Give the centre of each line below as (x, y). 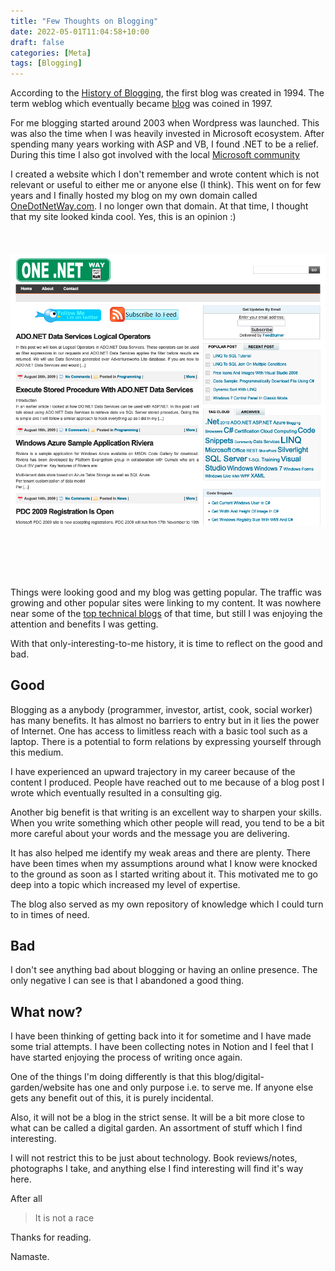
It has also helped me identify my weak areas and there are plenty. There (160, 852)
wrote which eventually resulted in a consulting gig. (116, 792)
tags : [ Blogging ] (46, 63)
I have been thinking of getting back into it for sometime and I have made (161, 1036)
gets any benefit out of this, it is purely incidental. (112, 1098)
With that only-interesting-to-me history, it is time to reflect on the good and (166, 643)
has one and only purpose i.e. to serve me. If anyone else (195, 1087)
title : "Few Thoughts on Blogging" (84, 21)
